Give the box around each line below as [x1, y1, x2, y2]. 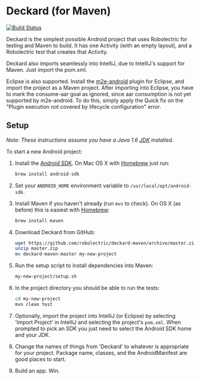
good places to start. [14, 356, 66, 363]
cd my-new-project [14, 296, 61, 302]
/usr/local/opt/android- [130, 183, 192, 189]
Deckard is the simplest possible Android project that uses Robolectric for [6, 35, 188, 42]
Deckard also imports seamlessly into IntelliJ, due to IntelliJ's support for [6, 60, 185, 67]
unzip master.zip [14, 246, 59, 252]
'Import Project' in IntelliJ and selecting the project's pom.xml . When [14, 318, 181, 326]
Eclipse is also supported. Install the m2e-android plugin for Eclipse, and [6, 78, 184, 85]
